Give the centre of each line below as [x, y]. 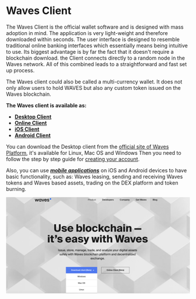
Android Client [32, 135]
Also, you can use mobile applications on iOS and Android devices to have [97, 170]
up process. [20, 70]
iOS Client [27, 129]
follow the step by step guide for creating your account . [73, 159]
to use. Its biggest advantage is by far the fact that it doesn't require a [90, 51]
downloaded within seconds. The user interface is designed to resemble [93, 39]
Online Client [31, 123]
